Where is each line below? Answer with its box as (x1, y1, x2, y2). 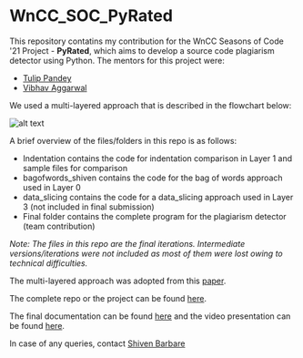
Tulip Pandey (22, 72, 72, 83)
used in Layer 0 (22, 181, 82, 192)
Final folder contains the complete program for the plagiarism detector (22, 210, 287, 221)
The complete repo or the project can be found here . (9, 292, 207, 303)
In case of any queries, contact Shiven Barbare (9, 338, 186, 349)
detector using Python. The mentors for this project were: (9, 55, 225, 66)
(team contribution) (22, 220, 96, 231)
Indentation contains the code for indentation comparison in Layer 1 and (22, 152, 293, 164)
